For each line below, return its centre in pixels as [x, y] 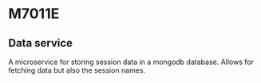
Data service [41, 43]
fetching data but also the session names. [77, 70]
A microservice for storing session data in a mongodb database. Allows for [131, 62]
